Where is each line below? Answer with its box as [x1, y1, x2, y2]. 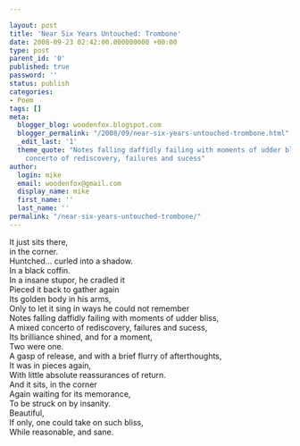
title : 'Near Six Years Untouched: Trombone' [9, 29, 181, 38]
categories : [9, 87, 54, 97]
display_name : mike [17, 187, 90, 197]
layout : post [9, 21, 58, 29]
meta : [9, 113, 29, 122]
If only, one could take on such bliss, [9, 417, 145, 427]
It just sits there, [9, 236, 69, 247]
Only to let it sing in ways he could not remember [9, 303, 190, 314]
